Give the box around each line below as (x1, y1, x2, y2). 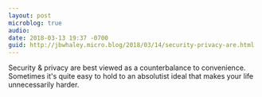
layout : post (8, 11, 52, 20)
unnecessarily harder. (8, 80, 80, 90)
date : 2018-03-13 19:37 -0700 (8, 33, 109, 42)
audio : (8, 26, 30, 34)
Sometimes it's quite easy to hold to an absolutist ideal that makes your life (8, 72, 253, 81)
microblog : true (8, 19, 62, 27)
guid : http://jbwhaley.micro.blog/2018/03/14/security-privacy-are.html (8, 41, 255, 49)
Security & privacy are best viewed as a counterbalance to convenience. (8, 63, 246, 72)
